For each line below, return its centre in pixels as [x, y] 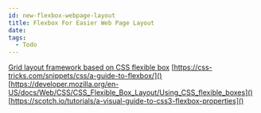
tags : [17, 38]
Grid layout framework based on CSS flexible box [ [92, 67]
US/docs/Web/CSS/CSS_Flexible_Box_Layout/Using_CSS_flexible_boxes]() [130, 92]
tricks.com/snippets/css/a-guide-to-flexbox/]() [85, 76]
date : [17, 30]
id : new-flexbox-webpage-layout [62, 15]
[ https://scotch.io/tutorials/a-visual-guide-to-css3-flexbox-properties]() [126, 101]
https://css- [193, 67]
